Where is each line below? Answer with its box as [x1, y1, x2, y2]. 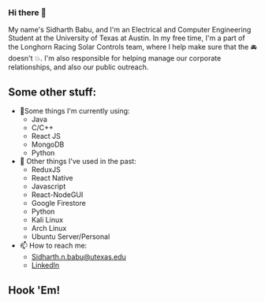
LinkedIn [31, 260, 60, 270]
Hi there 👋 [8, 7, 47, 18]
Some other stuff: [8, 85, 97, 99]
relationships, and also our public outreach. [8, 62, 149, 72]
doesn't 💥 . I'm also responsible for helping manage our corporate [8, 54, 222, 63]
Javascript [31, 181, 66, 192]
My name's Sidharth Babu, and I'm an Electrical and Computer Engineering [8, 25, 252, 35]
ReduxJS [31, 165, 62, 174]
